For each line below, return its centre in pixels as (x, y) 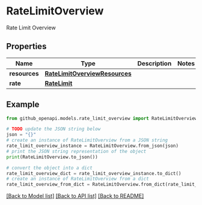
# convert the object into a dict (50, 168)
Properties (26, 46)
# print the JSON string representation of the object (76, 151)
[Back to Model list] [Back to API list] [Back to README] (75, 196)
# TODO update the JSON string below (54, 129)
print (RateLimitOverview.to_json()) (52, 157)
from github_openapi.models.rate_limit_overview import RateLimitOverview (102, 118)
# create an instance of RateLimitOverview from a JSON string (87, 140)
